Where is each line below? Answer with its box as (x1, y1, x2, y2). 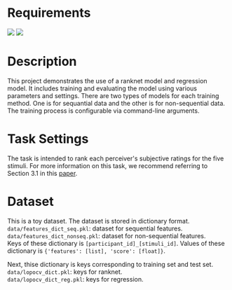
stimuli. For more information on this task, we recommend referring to (7, 161, 208, 170)
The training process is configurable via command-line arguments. (7, 106, 200, 115)
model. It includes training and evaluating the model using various (7, 84, 198, 92)
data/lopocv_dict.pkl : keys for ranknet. (7, 268, 123, 276)
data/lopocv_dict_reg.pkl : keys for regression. (7, 275, 144, 283)
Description (7, 54, 77, 69)
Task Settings (7, 131, 89, 147)
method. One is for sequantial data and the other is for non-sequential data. (7, 99, 226, 107)
